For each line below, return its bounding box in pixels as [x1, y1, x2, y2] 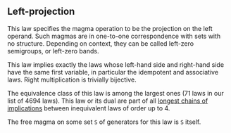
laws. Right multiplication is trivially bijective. [7, 75, 137, 84]
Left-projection [7, 6, 75, 18]
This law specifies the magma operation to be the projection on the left [7, 24, 213, 32]
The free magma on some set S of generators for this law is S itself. [7, 118, 201, 126]
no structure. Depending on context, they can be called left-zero [7, 39, 194, 48]
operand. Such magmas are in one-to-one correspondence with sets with [7, 32, 221, 40]
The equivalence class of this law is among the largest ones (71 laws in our [7, 89, 224, 97]
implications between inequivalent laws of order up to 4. [7, 103, 170, 112]
